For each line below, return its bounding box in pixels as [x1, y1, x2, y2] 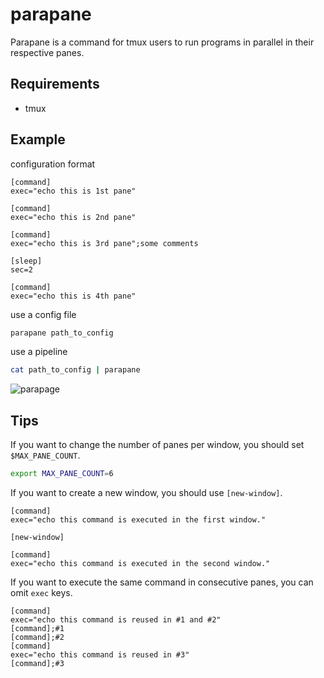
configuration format [10, 158, 96, 170]
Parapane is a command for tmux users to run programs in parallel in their [10, 36, 315, 48]
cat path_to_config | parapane [10, 365, 141, 375]
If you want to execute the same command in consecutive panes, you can [10, 576, 314, 588]
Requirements [10, 76, 100, 93]
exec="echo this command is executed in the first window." [10, 515, 267, 525]
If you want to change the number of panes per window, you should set [10, 439, 305, 451]
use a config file [10, 308, 77, 320]
